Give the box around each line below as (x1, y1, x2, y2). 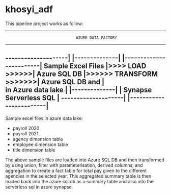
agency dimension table (12, 136, 63, 142)
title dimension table (12, 147, 55, 153)
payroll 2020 (12, 125, 40, 131)
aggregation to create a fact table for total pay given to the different (5, 167, 147, 174)
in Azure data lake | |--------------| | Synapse (5, 86, 152, 94)
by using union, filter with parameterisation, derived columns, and (5, 162, 144, 168)
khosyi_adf (5, 4, 53, 15)
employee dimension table (12, 141, 68, 148)
